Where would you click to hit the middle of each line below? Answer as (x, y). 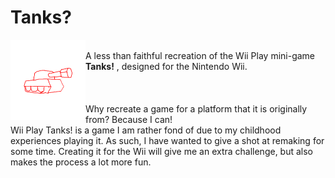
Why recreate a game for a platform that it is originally (196, 108)
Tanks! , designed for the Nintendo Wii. (166, 66)
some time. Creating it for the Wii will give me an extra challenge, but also (162, 151)
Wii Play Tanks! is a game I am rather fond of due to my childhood (146, 130)
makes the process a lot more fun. (81, 162)
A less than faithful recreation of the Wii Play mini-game (200, 55)
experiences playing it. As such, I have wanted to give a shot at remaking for (167, 140)
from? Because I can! (129, 119)
